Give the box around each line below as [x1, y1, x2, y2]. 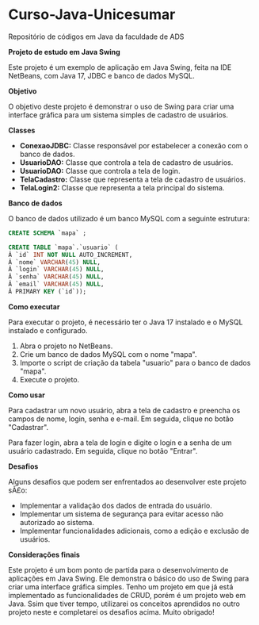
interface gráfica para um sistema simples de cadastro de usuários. [8, 109, 228, 120]
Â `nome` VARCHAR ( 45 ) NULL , [8, 258, 101, 266]
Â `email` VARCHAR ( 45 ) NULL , [8, 280, 105, 289]
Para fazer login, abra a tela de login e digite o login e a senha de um [8, 438, 232, 447]
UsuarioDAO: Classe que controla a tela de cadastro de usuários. [19, 157, 234, 167]
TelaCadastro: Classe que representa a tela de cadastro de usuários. [19, 174, 246, 184]
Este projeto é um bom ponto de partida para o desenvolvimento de [8, 565, 229, 574]
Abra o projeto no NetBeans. [19, 341, 113, 351]
